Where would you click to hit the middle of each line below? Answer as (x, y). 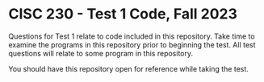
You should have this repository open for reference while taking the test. (128, 68)
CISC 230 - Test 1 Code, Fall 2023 (123, 14)
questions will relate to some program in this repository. (101, 53)
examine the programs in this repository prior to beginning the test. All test (132, 44)
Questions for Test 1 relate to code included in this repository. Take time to (132, 36)
